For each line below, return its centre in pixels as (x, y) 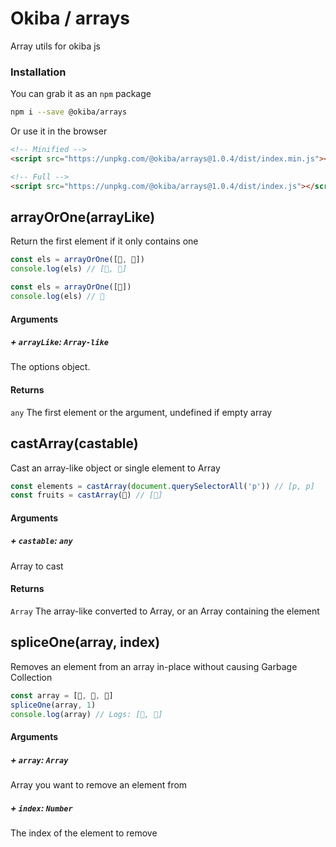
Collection (31, 677)
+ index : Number (41, 808)
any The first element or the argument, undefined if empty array (141, 412)
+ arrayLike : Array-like (59, 342)
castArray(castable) (74, 443)
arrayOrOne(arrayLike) (83, 217)
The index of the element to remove (84, 833)
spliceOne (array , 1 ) (53, 705)
